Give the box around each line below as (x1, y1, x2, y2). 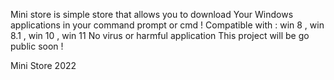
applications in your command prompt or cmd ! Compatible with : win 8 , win (10, 19, 325, 31)
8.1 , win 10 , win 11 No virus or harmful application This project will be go (10, 30, 310, 41)
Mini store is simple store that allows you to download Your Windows (10, 9, 294, 20)
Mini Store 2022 (10, 60, 77, 71)
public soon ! (10, 40, 64, 52)
